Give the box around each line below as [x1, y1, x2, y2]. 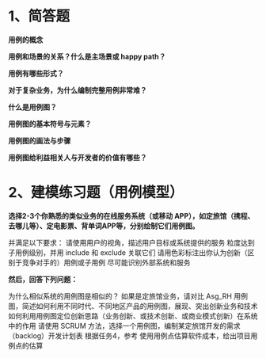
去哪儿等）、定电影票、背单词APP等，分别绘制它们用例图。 [8, 221, 199, 230]
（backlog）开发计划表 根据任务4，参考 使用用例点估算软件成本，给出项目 [8, 330, 251, 341]
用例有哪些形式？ [8, 68, 64, 78]
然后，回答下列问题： [8, 274, 78, 284]
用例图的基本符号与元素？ [8, 119, 92, 128]
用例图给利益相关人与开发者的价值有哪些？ [8, 152, 147, 162]
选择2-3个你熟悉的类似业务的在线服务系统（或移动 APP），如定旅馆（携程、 [8, 211, 255, 220]
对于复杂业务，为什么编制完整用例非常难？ [8, 85, 147, 95]
